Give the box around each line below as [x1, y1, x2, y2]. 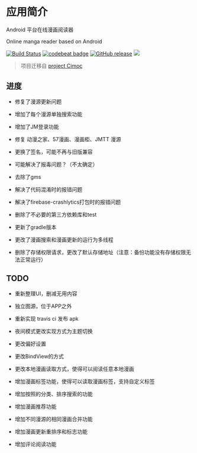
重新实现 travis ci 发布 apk [14, 315, 79, 322]
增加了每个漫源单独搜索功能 [14, 110, 83, 118]
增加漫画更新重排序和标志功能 [14, 428, 88, 435]
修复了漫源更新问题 [14, 98, 62, 105]
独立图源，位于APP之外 [14, 302, 72, 309]
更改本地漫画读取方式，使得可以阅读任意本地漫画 [14, 365, 134, 372]
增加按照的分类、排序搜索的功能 [14, 390, 93, 397]
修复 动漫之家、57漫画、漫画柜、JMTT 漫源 [14, 135, 121, 142]
